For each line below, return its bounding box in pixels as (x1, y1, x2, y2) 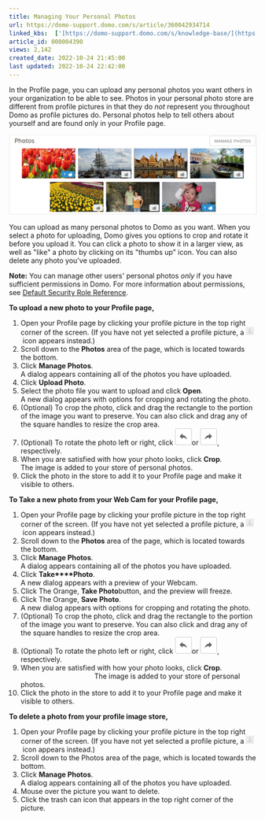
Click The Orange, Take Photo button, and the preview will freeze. (20, 586, 233, 596)
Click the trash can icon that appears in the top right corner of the (20, 795, 234, 804)
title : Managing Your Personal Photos (9, 13, 136, 20)
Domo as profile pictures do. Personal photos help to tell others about (9, 110, 234, 120)
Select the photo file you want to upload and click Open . (20, 386, 204, 396)
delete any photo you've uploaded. (9, 256, 122, 265)
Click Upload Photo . (20, 378, 86, 387)
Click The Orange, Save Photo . (20, 595, 121, 604)
